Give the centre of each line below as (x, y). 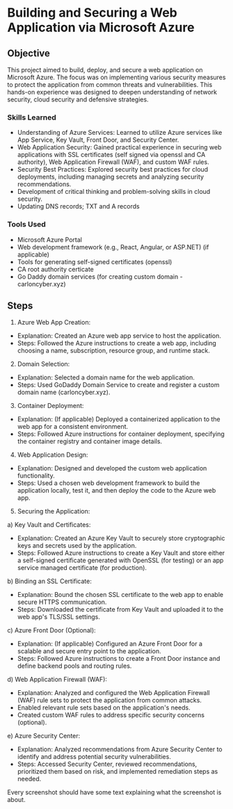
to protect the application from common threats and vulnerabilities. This (110, 84)
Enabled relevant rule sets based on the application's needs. (104, 708)
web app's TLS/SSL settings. (59, 617)
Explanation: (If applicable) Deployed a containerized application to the (119, 419)
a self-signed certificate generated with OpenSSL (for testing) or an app (120, 560)
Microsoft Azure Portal (49, 239)
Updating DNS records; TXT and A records (79, 206)
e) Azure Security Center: (44, 736)
